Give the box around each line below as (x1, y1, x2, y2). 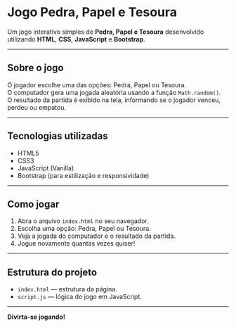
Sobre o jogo (7, 62, 64, 74)
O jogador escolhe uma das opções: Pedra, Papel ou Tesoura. (7, 80, 187, 89)
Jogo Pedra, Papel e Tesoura (7, 4, 178, 20)
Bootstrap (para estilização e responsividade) (17, 171, 150, 179)
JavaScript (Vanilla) (17, 163, 74, 172)
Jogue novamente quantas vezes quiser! (17, 239, 136, 248)
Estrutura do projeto (7, 266, 97, 278)
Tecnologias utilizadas (7, 130, 108, 142)
